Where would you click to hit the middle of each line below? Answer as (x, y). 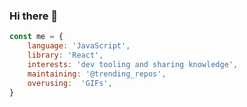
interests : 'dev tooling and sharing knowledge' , (133, 64)
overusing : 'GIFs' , (70, 83)
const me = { (36, 37)
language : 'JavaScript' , (79, 46)
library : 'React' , (65, 55)
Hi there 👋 (34, 16)
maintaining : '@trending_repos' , (97, 74)
